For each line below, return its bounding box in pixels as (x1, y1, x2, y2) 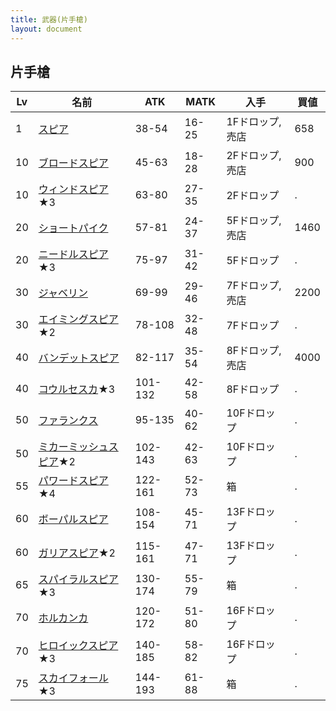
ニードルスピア (38, 247, 109, 261)
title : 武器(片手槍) (10, 14, 88, 25)
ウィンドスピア (38, 182, 109, 196)
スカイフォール (38, 671, 109, 685)
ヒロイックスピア (38, 639, 119, 653)
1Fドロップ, (226, 115, 282, 129)
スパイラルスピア (38, 572, 119, 586)
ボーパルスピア (38, 512, 109, 526)
